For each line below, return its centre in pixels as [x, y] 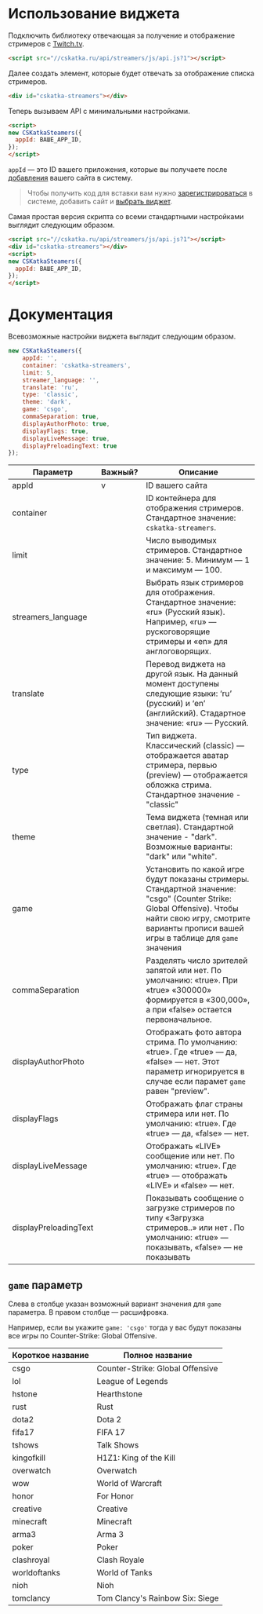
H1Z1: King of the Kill [136, 1458]
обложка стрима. [179, 785]
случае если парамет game [196, 1081]
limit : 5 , [38, 373]
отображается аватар [187, 756]
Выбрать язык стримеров [195, 583]
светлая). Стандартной [190, 827]
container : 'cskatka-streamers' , [77, 365]
